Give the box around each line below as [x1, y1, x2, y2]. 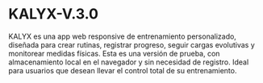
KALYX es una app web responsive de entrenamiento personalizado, [8, 31, 236, 41]
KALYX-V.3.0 [8, 5, 99, 23]
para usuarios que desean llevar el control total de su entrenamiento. [8, 65, 237, 75]
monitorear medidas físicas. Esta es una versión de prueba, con [8, 48, 220, 58]
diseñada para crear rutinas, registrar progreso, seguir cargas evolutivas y [8, 39, 256, 49]
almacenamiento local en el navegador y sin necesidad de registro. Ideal [8, 57, 249, 67]
